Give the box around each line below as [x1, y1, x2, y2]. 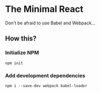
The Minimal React [5, 3, 84, 15]
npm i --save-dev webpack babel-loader [5, 83, 88, 88]
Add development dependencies [5, 72, 86, 79]
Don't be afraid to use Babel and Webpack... [5, 20, 96, 26]
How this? [5, 34, 37, 43]
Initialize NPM [5, 49, 39, 56]
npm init [5, 61, 23, 66]
